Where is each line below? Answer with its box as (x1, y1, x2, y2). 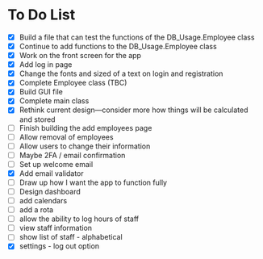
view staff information (19, 223, 93, 233)
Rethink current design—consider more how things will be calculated (19, 105, 248, 115)
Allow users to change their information (19, 141, 151, 151)
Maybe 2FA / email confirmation (19, 150, 126, 160)
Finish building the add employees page (19, 123, 152, 132)
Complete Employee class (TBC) (19, 78, 127, 88)
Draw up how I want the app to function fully (19, 178, 167, 187)
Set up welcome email (19, 159, 94, 169)
